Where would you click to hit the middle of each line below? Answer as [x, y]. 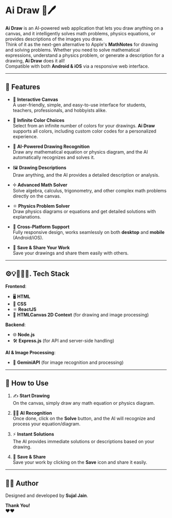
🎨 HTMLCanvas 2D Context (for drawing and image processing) [81, 315]
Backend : [16, 325]
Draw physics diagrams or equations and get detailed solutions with [84, 211]
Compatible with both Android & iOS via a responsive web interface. [77, 66]
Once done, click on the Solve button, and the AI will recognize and [84, 419]
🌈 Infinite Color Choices [39, 120]
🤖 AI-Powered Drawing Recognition [51, 146]
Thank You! [18, 506]
